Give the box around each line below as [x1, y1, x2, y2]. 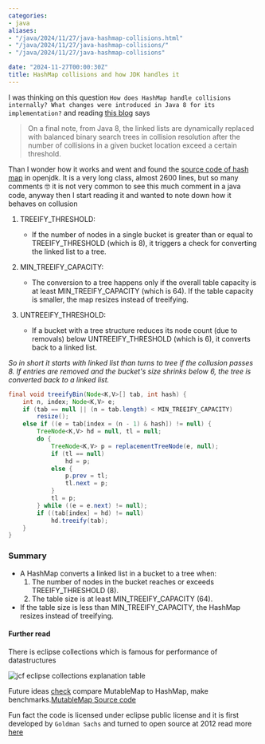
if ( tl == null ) [50, 449, 105, 457]
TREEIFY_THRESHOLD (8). [31, 585, 119, 595]
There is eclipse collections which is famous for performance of [8, 647, 218, 656]
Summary [8, 550, 48, 561]
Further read [8, 629, 51, 639]
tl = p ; [50, 494, 77, 502]
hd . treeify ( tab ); [50, 516, 109, 524]
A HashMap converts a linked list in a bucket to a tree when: [19, 568, 217, 578]
